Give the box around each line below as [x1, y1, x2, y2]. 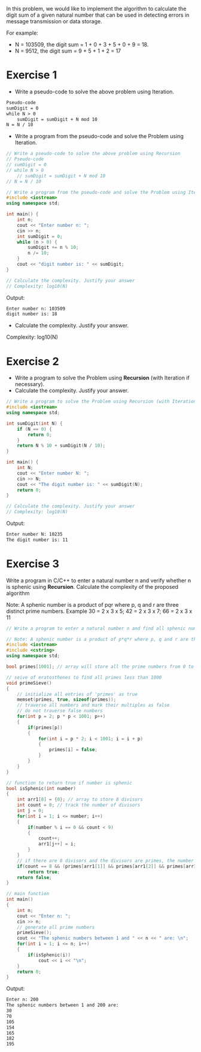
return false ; [17, 874, 52, 880]
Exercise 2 [6, 354, 59, 368]
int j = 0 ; [17, 808, 44, 814]
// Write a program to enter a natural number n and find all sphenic [6, 625, 186, 631]
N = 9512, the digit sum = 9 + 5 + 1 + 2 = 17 [14, 47, 121, 54]
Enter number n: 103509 [6, 305, 66, 312]
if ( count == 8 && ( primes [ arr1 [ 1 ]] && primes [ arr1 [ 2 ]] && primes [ [17, 863, 186, 869]
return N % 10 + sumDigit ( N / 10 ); [17, 443, 106, 449]
